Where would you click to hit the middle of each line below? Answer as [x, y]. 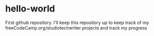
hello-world [30, 9]
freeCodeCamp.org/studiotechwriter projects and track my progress [76, 27]
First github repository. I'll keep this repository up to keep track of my [77, 22]
